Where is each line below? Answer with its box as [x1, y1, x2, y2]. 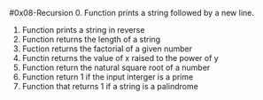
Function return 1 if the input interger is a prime [21, 72, 194, 82]
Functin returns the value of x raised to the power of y [21, 53, 219, 63]
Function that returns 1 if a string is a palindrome [21, 81, 199, 91]
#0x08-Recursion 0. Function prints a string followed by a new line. [9, 8, 254, 18]
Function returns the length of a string [21, 35, 161, 44]
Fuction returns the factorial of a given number [21, 43, 193, 54]
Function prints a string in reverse [21, 25, 145, 35]
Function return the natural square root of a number [21, 62, 211, 73]
